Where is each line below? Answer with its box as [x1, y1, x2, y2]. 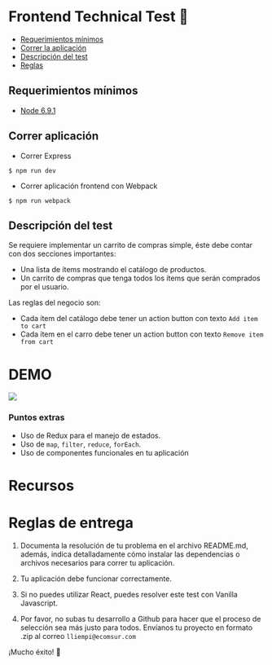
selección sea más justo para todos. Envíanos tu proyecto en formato [20, 623, 253, 632]
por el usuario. [20, 282, 69, 292]
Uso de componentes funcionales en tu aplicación [20, 447, 189, 457]
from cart [20, 338, 55, 346]
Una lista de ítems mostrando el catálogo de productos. [20, 265, 207, 275]
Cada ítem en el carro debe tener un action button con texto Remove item [20, 329, 264, 339]
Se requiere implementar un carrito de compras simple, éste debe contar [8, 240, 253, 250]
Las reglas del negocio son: [8, 297, 101, 308]
